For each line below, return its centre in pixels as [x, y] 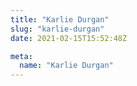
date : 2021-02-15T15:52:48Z [69, 38]
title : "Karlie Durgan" [60, 19]
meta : [21, 56]
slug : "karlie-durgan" [57, 29]
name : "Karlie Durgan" [66, 66]
